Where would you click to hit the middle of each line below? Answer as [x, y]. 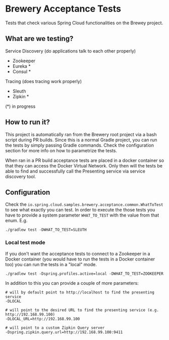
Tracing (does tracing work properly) [44, 81]
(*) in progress [20, 106]
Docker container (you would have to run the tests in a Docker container [80, 259]
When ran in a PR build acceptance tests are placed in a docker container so [85, 160]
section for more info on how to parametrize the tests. [61, 150]
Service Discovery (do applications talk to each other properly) [71, 51]
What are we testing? [39, 39]
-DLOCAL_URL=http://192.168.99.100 [43, 319]
